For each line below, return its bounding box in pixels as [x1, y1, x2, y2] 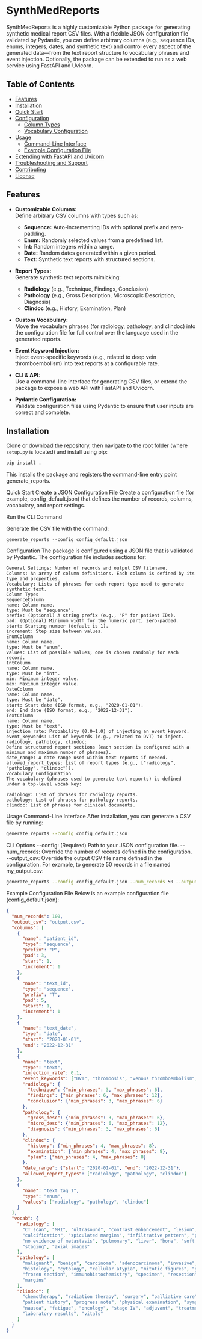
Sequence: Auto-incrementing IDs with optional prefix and [23, 223, 170, 230]
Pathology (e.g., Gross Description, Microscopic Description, [23, 291, 176, 298]
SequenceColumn [6, 597, 44, 603]
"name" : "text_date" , [22, 1025, 77, 1031]
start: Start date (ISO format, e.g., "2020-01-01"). [6, 702, 144, 708]
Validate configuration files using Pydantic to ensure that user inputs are [14, 402, 194, 409]
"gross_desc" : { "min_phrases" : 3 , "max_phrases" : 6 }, [28, 1115, 165, 1121]
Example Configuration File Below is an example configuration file [6, 890, 170, 897]
